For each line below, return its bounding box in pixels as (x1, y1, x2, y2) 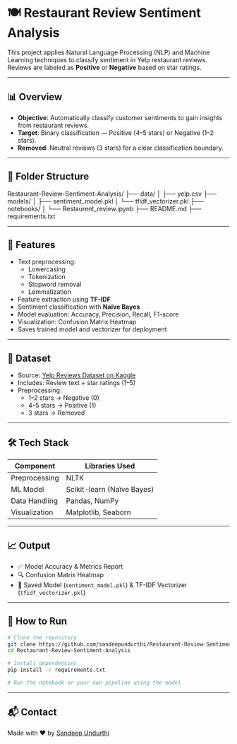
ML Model (11, 485, 44, 494)
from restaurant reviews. (17, 121, 90, 129)
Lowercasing (28, 265, 66, 273)
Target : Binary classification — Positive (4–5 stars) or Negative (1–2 (17, 128, 214, 137)
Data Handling (11, 496, 59, 505)
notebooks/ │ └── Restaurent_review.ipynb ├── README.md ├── (7, 204, 202, 213)
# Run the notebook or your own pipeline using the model (7, 679, 181, 686)
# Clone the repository (7, 634, 78, 641)
